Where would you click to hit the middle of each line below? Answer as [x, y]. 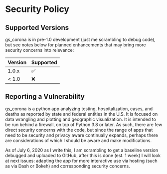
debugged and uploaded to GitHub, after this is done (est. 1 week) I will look [83, 155]
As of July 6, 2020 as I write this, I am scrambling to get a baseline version [82, 150]
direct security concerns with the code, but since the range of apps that [79, 130]
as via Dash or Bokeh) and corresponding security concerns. [68, 166]
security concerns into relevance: [40, 50]
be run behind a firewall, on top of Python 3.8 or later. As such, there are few [84, 124]
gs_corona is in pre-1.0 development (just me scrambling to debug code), [81, 39]
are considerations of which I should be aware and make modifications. [79, 140]
